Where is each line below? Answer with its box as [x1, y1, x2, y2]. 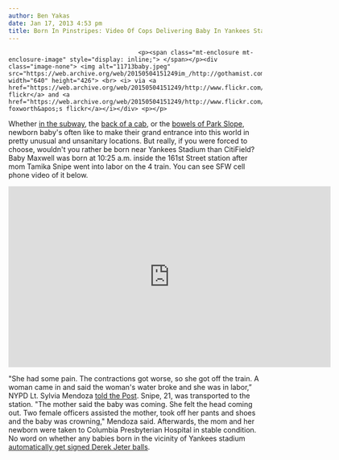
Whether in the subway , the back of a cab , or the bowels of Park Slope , [8, 119, 245, 129]
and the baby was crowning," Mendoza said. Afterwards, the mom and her [8, 417, 255, 426]
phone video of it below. [8, 170, 89, 180]
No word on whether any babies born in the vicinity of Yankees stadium [8, 433, 246, 443]
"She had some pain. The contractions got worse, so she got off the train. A [8, 374, 259, 384]
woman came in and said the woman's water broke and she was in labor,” [8, 383, 252, 392]
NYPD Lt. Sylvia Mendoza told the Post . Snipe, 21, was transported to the [8, 391, 250, 400]
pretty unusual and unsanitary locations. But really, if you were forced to [8, 136, 248, 146]
